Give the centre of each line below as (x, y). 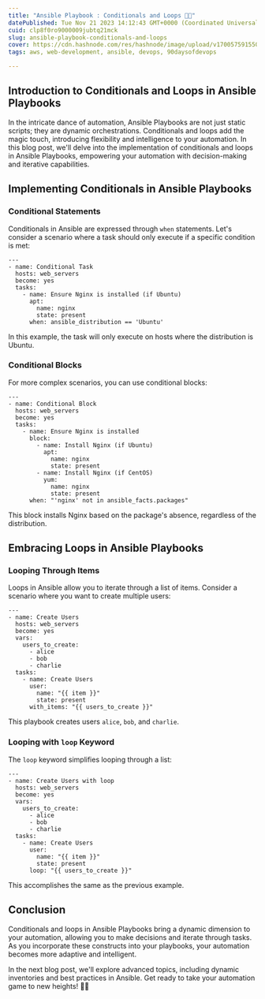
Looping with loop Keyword (61, 742)
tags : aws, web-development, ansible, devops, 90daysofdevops (112, 52)
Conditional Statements (54, 211)
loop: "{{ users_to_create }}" (80, 870)
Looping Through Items (54, 571)
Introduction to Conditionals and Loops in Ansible (132, 91)
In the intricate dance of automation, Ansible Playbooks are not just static (127, 122)
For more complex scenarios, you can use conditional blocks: (108, 382)
